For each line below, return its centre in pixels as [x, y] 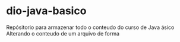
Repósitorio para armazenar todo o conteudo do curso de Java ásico [90, 27]
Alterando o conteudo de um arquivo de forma [63, 33]
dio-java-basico [46, 11]
